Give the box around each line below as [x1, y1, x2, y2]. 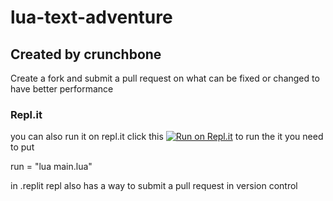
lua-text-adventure [10, 6, 173, 29]
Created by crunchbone [10, 46, 162, 63]
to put [10, 141, 35, 153]
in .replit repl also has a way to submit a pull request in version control [10, 180, 298, 192]
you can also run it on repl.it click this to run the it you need [10, 131, 324, 143]
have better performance [10, 83, 114, 95]
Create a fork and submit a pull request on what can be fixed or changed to [10, 72, 320, 84]
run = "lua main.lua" [10, 161, 93, 173]
